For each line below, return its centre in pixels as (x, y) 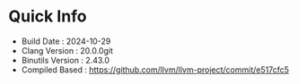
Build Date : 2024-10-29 (66, 41)
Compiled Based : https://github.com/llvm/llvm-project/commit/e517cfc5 (155, 70)
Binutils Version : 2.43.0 (65, 60)
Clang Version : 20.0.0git (67, 50)
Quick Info (48, 17)
